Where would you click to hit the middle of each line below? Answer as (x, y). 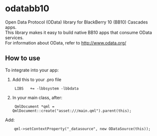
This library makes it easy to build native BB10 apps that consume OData (79, 32)
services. (14, 38)
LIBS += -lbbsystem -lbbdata (47, 89)
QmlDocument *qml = (34, 106)
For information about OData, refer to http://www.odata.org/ (66, 43)
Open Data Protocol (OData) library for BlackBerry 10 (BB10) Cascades (77, 22)
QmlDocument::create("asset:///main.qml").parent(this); (72, 111)
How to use (23, 58)
